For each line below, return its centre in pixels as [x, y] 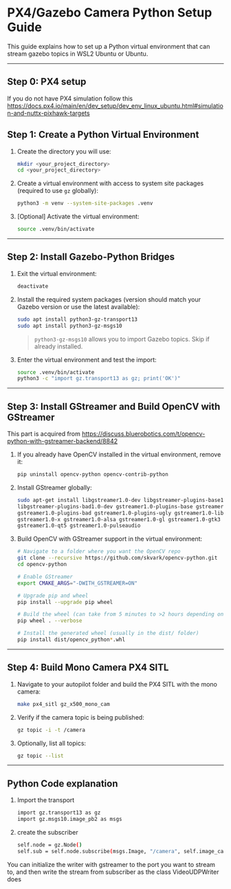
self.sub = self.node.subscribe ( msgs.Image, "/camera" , [99, 851]
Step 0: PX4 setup [47, 82]
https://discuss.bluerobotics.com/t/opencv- [143, 434]
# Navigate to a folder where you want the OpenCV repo [99, 552]
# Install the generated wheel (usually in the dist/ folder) [108, 634]
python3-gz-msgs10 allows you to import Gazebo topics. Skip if [122, 339]
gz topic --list [40, 755]
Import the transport [46, 800]
